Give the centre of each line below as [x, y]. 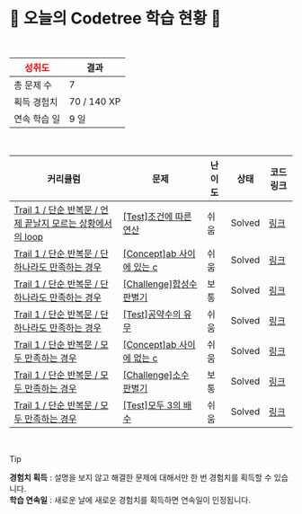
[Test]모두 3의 [152, 405]
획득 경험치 [36, 102]
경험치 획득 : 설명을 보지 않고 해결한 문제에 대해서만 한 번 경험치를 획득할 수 [141, 477]
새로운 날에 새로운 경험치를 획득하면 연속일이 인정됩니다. [152, 500]
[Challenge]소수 [156, 375]
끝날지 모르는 [51, 223]
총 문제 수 [33, 84]
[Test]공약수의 [152, 314]
